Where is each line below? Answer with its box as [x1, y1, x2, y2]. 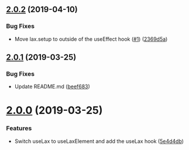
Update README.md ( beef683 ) [14, 83, 91, 90]
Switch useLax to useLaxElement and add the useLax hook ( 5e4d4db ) [14, 137, 184, 145]
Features [6, 124, 32, 132]
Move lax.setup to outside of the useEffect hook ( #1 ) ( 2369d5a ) [14, 35, 168, 43]
